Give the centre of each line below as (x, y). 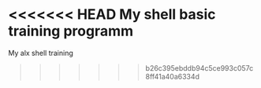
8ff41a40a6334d (172, 76)
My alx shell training (41, 53)
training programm (71, 31)
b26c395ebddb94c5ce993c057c (199, 68)
